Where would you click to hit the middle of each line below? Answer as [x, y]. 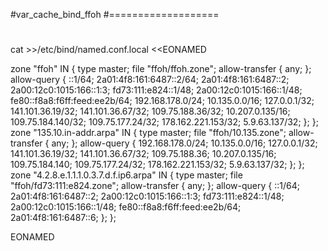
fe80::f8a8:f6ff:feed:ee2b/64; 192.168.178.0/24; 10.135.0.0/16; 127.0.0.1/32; [162, 101]
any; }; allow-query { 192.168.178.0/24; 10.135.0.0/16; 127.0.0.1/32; [184, 143]
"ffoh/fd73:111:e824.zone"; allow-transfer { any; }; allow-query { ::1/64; [155, 186]
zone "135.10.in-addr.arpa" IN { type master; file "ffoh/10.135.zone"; [148, 133]
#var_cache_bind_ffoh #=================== [115, 14]
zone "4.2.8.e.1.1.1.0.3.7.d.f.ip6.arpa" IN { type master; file [126, 175]
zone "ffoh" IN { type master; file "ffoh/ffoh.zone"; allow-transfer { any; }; [161, 69]
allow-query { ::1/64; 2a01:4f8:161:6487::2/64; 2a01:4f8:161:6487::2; [150, 80]
